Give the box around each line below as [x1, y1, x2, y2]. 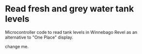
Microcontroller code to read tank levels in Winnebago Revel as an [5, 29, 138, 35]
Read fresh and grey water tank [5, 3, 134, 14]
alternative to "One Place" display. [5, 34, 74, 40]
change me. [5, 43, 29, 49]
